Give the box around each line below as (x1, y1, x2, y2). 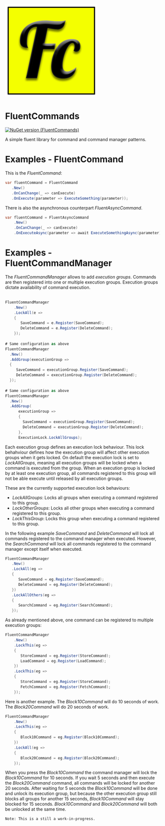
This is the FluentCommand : (5, 170, 62, 176)
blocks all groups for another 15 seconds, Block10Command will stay (5, 796, 144, 802)
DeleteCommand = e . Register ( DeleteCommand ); (20, 326, 113, 331)
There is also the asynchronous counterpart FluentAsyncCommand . (5, 205, 142, 211)
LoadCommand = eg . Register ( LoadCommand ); (20, 658, 107, 663)
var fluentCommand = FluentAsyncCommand (5, 215, 89, 220)
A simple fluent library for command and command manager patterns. (5, 137, 146, 143)
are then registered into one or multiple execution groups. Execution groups (5, 279, 158, 285)
